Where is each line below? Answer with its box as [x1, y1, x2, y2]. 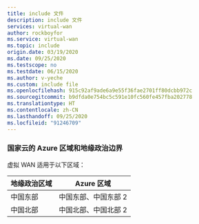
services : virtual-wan [7, 23, 72, 30]
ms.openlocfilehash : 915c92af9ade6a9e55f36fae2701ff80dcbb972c [7, 87, 193, 94]
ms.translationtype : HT [7, 100, 76, 107]
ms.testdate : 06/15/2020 [7, 68, 78, 75]
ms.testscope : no [7, 62, 57, 68]
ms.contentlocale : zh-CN [7, 106, 78, 113]
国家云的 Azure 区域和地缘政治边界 [7, 143, 123, 153]
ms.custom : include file [7, 81, 78, 88]
